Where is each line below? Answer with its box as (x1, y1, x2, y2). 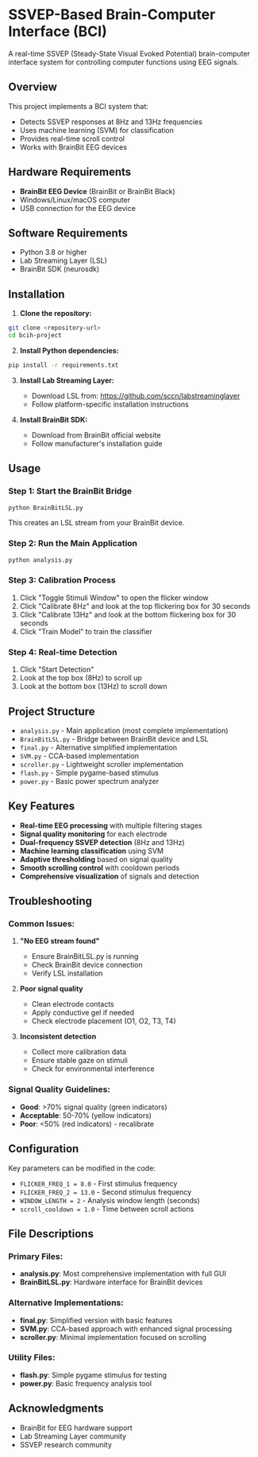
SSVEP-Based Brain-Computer (8, 6, 216, 24)
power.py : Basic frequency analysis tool (19, 1378, 152, 1388)
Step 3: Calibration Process (8, 575, 117, 586)
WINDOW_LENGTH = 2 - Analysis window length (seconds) (19, 1195, 200, 1205)
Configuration (8, 1142, 79, 1155)
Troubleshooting (8, 894, 93, 908)
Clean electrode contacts (31, 999, 114, 1009)
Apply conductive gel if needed (31, 1008, 135, 1018)
